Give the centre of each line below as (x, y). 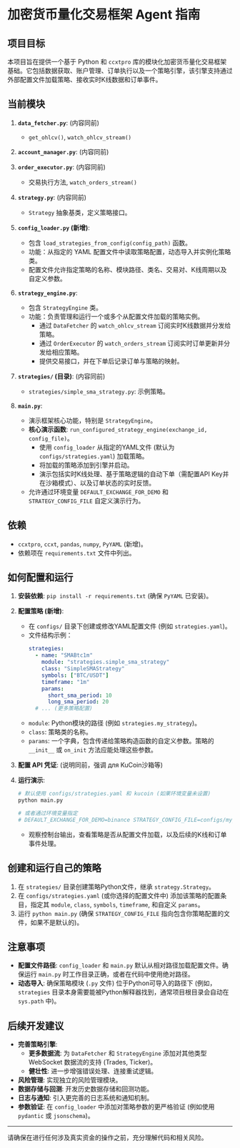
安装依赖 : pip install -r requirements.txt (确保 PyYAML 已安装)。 (115, 596)
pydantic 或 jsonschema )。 (56, 1116)
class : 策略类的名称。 (60, 732)
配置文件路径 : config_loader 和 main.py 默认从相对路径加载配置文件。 (120, 965)
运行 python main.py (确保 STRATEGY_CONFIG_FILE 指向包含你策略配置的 (121, 913)
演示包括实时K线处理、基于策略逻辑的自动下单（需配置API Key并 (134, 474)
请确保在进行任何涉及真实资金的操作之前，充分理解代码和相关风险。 (107, 1138)
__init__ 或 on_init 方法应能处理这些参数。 (92, 750)
